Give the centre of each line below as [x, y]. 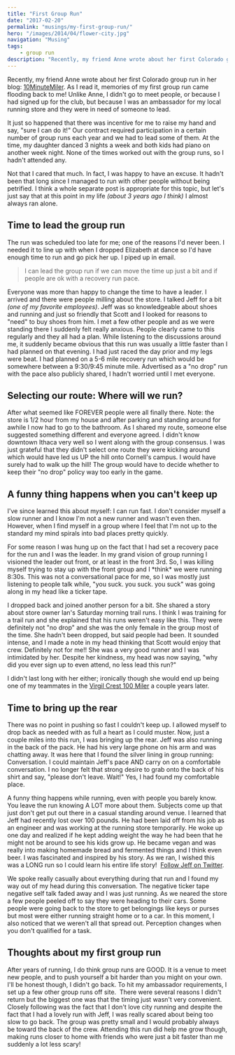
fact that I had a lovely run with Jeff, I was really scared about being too [110, 1014]
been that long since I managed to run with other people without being [109, 181]
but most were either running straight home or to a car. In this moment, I [111, 916]
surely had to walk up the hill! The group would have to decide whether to [113, 465]
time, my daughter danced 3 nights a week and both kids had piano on [109, 145]
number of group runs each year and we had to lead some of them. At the [113, 137]
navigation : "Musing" [39, 40]
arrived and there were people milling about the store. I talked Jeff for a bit [114, 299]
